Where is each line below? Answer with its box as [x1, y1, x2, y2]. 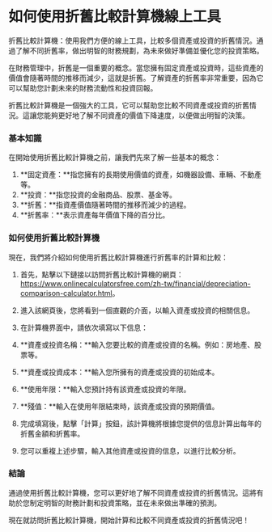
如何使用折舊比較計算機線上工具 [8, 7, 222, 26]
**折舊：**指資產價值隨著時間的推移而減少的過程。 [19, 200, 191, 210]
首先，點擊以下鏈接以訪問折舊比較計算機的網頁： [19, 269, 184, 279]
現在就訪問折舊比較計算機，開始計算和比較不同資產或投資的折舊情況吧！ [8, 515, 249, 525]
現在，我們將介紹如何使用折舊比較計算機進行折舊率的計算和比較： [8, 252, 228, 262]
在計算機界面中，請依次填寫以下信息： [19, 323, 148, 332]
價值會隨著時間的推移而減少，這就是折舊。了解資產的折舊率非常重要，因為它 [8, 73, 264, 82]
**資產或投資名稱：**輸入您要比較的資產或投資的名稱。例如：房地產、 [19, 340, 255, 349]
